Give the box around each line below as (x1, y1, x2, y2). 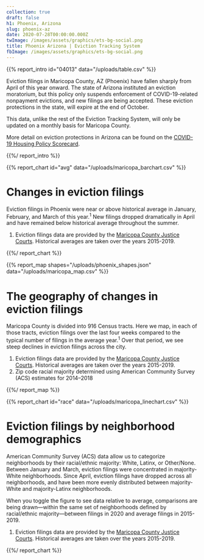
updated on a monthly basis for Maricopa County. (6, 122, 131, 129)
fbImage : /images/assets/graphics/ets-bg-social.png (6, 49, 143, 55)
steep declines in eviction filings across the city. (6, 343, 127, 350)
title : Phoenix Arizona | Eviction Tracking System (6, 43, 140, 50)
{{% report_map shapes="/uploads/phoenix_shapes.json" (6, 261, 152, 269)
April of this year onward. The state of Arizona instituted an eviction (6, 84, 176, 91)
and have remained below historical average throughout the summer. (6, 219, 180, 227)
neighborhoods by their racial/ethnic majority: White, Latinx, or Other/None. (6, 459, 196, 466)
